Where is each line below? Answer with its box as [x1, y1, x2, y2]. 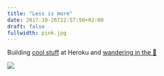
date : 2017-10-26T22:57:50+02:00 [7, 17, 104, 23]
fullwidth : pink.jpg [7, 29, 67, 37]
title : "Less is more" [7, 10, 73, 17]
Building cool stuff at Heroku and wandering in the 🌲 [7, 48, 157, 57]
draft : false [7, 23, 45, 30]
